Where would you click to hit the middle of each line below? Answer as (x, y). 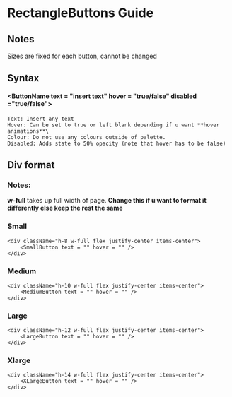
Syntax (23, 78)
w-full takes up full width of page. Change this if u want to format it (107, 201)
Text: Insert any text (41, 119)
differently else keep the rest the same (65, 208)
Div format (31, 165)
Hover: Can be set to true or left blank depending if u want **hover (114, 125)
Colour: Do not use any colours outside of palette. (87, 137)
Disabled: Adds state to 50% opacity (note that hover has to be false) (117, 143)
